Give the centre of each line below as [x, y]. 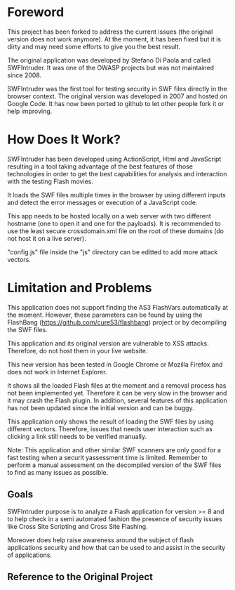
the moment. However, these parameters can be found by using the [105, 315]
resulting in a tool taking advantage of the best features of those [100, 166]
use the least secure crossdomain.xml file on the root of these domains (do [116, 231]
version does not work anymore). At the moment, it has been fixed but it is [114, 39]
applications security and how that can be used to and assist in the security [116, 547]
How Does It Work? [64, 139]
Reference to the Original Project [80, 577]
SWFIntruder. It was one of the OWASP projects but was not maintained [111, 67]
